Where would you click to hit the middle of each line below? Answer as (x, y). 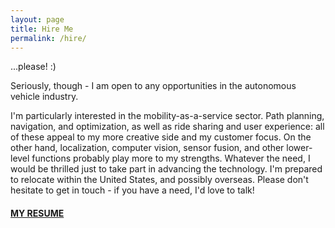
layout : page (37, 19)
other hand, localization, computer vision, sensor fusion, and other (147, 148)
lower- (299, 148)
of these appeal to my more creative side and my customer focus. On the (161, 137)
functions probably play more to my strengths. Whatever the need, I (171, 158)
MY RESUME (37, 213)
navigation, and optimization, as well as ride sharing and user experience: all (167, 127)
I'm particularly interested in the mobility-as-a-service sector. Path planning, (167, 116)
